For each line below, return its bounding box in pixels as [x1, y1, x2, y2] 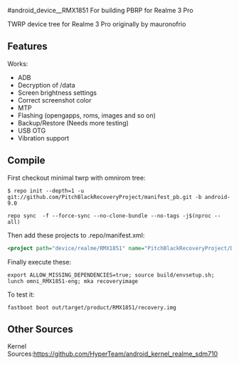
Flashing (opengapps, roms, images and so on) [17, 110, 156, 120]
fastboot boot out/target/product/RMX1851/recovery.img [7, 304, 176, 311]
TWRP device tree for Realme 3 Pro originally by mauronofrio [7, 20, 186, 28]
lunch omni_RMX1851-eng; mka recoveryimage [7, 277, 139, 284]
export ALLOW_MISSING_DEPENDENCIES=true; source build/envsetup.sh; [7, 271, 215, 279]
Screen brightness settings [17, 88, 97, 97]
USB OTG [17, 126, 46, 135]
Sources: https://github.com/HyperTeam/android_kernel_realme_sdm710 [7, 349, 218, 359]
